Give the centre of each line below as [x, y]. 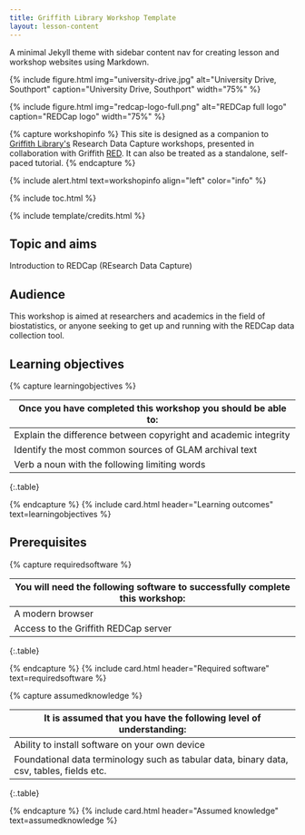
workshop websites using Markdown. [79, 62]
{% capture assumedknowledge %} [76, 695]
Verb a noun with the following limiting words [110, 464]
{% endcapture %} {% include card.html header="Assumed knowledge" [144, 810]
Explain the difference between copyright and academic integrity [152, 435]
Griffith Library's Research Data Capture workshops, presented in [132, 143]
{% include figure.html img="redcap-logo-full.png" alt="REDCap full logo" [148, 106]
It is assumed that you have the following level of [152, 718]
